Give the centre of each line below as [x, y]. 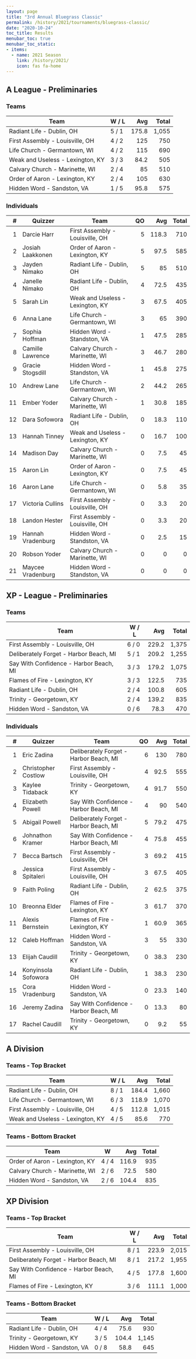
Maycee [34, 567]
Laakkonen [37, 255]
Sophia [32, 332]
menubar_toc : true [28, 39]
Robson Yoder [42, 554]
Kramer [32, 843]
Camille [33, 349]
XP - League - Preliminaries [57, 596]
